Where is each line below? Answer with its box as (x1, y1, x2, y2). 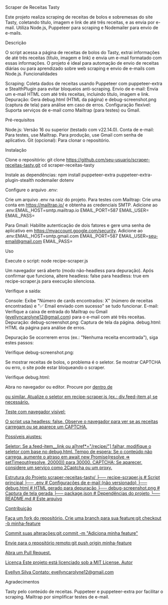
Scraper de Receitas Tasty (5, 5, 60, 10)
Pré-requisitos (5, 117, 35, 123)
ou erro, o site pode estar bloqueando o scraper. (5, 365, 105, 371)
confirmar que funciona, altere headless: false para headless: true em (5, 273, 149, 279)
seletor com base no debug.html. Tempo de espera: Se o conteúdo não (5, 449, 152, 454)
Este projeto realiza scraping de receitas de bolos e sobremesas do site (5, 14, 153, 20)
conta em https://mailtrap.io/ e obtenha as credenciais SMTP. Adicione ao (5, 202, 158, 208)
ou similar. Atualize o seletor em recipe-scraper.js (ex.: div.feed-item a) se (5, 394, 158, 400)
